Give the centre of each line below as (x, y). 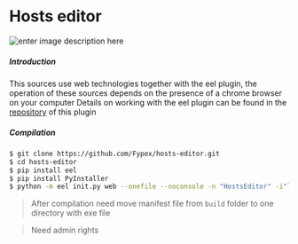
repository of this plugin (53, 112)
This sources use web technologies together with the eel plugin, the (133, 83)
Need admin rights (65, 230)
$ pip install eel (43, 170)
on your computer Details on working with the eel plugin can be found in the (148, 102)
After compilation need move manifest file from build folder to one (152, 204)
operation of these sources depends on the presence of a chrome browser (145, 93)
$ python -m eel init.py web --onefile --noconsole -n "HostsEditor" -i (146, 187)
